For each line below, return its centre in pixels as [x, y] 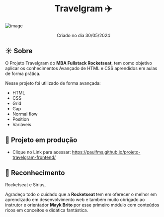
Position [21, 119]
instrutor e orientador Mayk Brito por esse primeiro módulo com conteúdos [82, 205]
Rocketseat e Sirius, [26, 185]
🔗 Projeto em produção [41, 140]
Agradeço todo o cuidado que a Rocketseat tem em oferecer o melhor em [81, 194]
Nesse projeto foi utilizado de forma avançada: [53, 83]
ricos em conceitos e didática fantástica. [47, 210]
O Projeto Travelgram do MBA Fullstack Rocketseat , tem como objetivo [79, 63]
